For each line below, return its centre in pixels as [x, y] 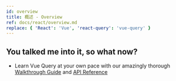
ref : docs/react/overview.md [42, 22]
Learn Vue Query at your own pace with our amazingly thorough [92, 66]
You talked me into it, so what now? [72, 51]
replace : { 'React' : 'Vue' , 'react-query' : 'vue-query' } [78, 28]
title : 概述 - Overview [34, 17]
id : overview [22, 11]
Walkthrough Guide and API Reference [61, 72]
